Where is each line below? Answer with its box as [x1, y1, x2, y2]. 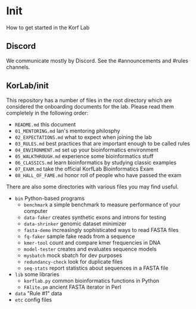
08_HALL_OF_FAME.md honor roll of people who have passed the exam [14, 171, 182, 178]
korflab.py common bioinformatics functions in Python [23, 277, 160, 284]
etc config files [14, 296, 52, 303]
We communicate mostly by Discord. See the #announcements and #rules [6, 57, 189, 64]
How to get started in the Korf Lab [6, 24, 90, 31]
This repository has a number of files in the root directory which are [6, 97, 172, 104]
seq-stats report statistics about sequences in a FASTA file [23, 264, 169, 271]
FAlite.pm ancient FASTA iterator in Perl [23, 283, 122, 291]
